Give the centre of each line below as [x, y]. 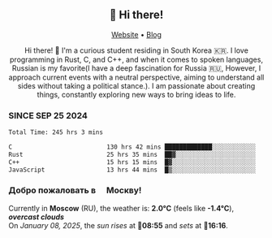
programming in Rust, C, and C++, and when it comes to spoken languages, [136, 59]
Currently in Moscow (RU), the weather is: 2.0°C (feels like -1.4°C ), [121, 208]
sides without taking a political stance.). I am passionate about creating [136, 85]
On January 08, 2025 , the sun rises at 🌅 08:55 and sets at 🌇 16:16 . [119, 225]
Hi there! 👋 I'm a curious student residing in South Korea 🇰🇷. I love [136, 50]
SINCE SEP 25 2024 [48, 115]
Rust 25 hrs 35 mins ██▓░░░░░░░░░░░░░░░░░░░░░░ [132, 154]
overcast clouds [37, 217]
